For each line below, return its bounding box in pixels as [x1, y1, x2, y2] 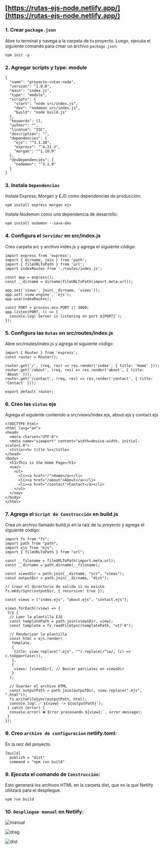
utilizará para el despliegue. [5, 787, 62, 793]
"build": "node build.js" [14, 110, 67, 115]
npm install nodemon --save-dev [5, 221, 71, 226]
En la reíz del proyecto [5, 741, 51, 747]
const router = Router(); [5, 355, 58, 359]
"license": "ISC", [9, 127, 48, 132]
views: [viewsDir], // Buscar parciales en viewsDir [14, 667, 125, 671]
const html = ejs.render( [9, 636, 63, 641]
